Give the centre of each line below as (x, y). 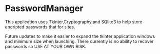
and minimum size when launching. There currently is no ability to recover (79, 41)
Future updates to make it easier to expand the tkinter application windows (80, 36)
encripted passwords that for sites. (40, 27)
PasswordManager (44, 8)
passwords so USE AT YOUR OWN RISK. (46, 46)
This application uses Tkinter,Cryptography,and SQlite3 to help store (74, 22)
